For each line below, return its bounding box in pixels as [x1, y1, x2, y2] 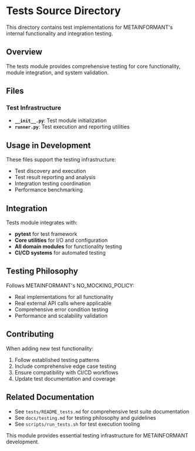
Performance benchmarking [14, 186, 83, 193]
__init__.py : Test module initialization [14, 117, 107, 124]
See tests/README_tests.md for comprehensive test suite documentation [14, 408, 190, 415]
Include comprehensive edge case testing [14, 363, 116, 370]
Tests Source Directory [6, 4, 122, 18]
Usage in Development [6, 140, 91, 150]
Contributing [6, 329, 54, 340]
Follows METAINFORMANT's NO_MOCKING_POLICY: [6, 282, 135, 289]
